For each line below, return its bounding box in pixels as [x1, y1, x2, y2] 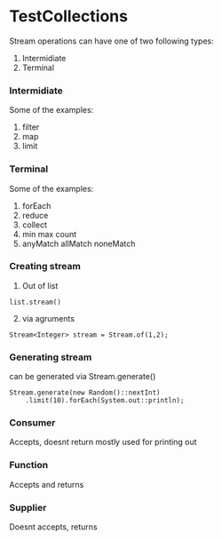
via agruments [21, 313, 75, 323]
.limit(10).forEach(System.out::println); [25, 396, 185, 405]
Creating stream [9, 260, 82, 273]
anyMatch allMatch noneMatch [21, 238, 136, 249]
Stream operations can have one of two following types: [9, 36, 215, 46]
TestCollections [9, 6, 129, 27]
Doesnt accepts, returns [9, 521, 98, 532]
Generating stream [9, 351, 92, 363]
